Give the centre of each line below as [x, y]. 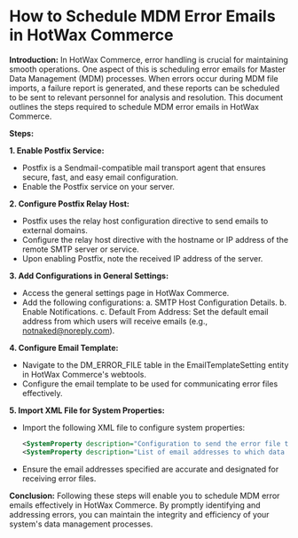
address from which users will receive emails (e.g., [115, 321]
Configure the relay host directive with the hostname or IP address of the [155, 239]
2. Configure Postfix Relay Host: [70, 203]
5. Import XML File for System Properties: [87, 410]
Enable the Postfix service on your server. [98, 186]
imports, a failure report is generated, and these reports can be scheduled [145, 88]
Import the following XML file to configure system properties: [133, 427]
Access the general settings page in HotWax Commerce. [125, 292]
